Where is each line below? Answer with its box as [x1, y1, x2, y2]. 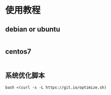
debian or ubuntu [5, 25, 60, 33]
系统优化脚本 [5, 71, 45, 80]
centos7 [5, 47, 32, 56]
